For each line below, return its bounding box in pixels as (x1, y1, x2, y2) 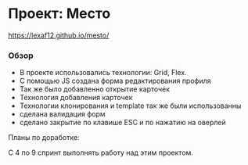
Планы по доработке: (8, 133, 80, 142)
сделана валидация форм (19, 109, 106, 119)
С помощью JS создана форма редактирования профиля (19, 76, 211, 86)
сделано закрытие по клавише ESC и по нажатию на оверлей (19, 118, 227, 127)
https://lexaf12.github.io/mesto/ (8, 30, 110, 40)
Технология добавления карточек (19, 93, 133, 102)
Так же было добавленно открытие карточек (19, 84, 171, 94)
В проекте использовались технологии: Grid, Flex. (19, 68, 187, 77)
